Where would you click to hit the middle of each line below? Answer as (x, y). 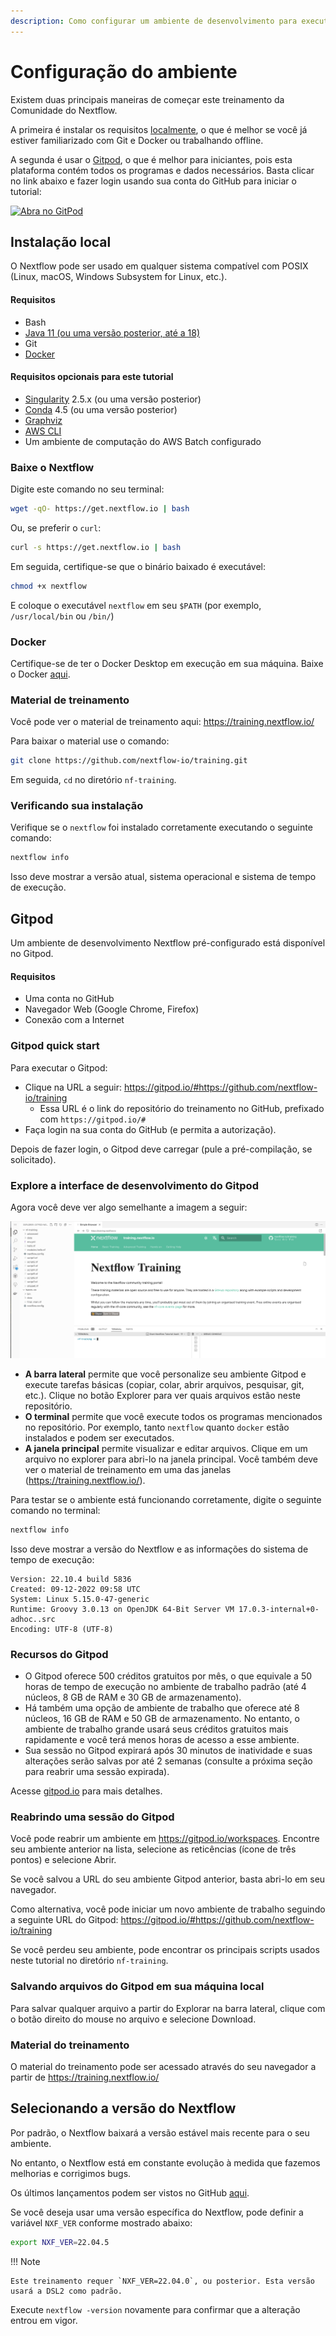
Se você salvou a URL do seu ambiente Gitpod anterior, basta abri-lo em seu (168, 1879)
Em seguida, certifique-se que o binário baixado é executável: (138, 566)
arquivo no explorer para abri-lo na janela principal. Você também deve (171, 1459)
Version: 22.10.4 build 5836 (71, 1579)
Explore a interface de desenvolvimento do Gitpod (134, 1185)
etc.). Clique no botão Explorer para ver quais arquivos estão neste (163, 1395)
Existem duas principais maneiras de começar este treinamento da (147, 99)
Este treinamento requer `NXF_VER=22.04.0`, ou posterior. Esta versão (162, 2281)
